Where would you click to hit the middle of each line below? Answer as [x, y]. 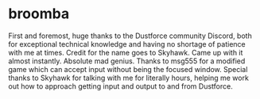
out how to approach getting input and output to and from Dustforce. [120, 86]
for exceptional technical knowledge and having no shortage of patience [127, 44]
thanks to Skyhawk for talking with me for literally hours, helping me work [128, 78]
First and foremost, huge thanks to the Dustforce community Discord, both [130, 36]
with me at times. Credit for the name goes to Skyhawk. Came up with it [126, 52]
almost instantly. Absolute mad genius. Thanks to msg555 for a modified [127, 61]
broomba [39, 14]
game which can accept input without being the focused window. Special [128, 69]
